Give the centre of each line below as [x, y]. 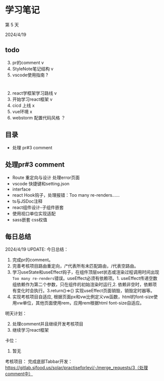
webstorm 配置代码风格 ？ [39, 118]
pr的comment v [28, 63]
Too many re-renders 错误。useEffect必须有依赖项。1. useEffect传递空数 [85, 278]
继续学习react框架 [31, 330]
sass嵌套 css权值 [30, 219]
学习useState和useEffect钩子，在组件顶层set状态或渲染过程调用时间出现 [86, 272]
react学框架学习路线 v [34, 93]
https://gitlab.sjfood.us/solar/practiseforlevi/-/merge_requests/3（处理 [77, 368]
